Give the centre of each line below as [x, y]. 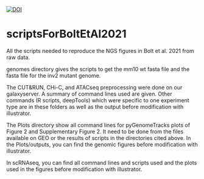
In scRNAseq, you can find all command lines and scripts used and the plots [102, 163]
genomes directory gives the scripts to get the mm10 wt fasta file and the [98, 69]
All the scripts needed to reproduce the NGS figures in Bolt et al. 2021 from [100, 51]
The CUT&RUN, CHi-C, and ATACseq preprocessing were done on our [94, 87]
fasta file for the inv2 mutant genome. [54, 75]
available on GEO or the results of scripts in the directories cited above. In [99, 138]
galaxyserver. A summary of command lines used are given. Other [89, 94]
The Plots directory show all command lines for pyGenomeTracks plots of [98, 125]
